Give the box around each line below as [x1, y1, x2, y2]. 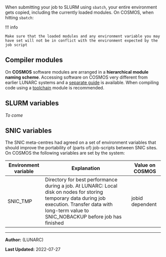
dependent [131, 201, 157, 208]
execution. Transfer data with [45, 201, 113, 208]
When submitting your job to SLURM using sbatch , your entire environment [5, 4, 157, 10]
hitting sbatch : [5, 15, 34, 20]
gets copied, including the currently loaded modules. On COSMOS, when [5, 9, 154, 15]
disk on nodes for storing [45, 189, 103, 196]
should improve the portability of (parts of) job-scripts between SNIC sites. [5, 145, 158, 151]
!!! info [5, 24, 18, 30]
